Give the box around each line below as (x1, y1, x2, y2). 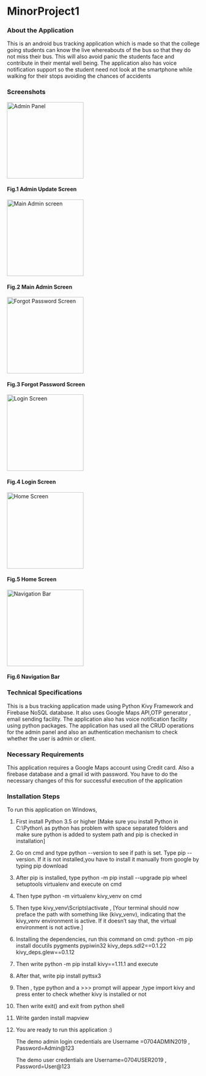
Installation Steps (7, 792, 61, 800)
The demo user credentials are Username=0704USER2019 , (15, 1056, 167, 1064)
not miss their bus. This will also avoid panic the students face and (7, 53, 175, 61)
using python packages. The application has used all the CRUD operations (7, 721, 194, 729)
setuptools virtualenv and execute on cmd (15, 880, 122, 888)
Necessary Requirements (7, 750, 84, 759)
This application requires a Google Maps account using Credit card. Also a (7, 764, 194, 771)
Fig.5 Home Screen (7, 576, 57, 583)
